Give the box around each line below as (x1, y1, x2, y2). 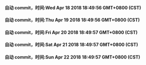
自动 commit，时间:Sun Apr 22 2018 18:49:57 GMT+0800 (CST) (5, 54, 140, 60)
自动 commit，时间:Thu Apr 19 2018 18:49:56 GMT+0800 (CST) (5, 17, 140, 23)
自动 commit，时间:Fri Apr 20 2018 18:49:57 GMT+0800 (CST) (5, 29, 138, 35)
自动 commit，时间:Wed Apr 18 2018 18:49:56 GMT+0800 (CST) (5, 4, 141, 10)
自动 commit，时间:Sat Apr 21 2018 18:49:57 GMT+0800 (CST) (5, 41, 138, 47)
